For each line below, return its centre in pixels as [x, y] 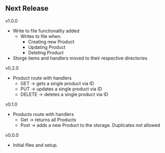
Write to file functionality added [46, 31]
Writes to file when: [41, 36]
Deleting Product [46, 52]
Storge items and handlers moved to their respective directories [80, 58]
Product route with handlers [42, 78]
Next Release [27, 8]
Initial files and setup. [35, 145]
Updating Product [47, 47]
